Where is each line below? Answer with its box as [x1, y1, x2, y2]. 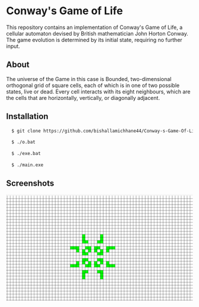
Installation [6, 111, 49, 122]
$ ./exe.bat [11, 151, 41, 157]
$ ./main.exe [11, 162, 44, 168]
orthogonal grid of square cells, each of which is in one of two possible [6, 82, 179, 89]
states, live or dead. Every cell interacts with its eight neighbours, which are [6, 88, 191, 95]
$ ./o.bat [11, 139, 36, 146]
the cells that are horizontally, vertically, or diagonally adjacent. [6, 94, 160, 101]
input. [6, 43, 21, 50]
